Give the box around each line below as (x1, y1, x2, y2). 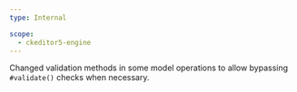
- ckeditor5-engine (17, 38, 92, 47)
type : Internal (9, 13, 67, 23)
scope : (9, 29, 35, 39)
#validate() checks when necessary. (9, 72, 150, 83)
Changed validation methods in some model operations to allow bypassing (9, 62, 289, 73)
